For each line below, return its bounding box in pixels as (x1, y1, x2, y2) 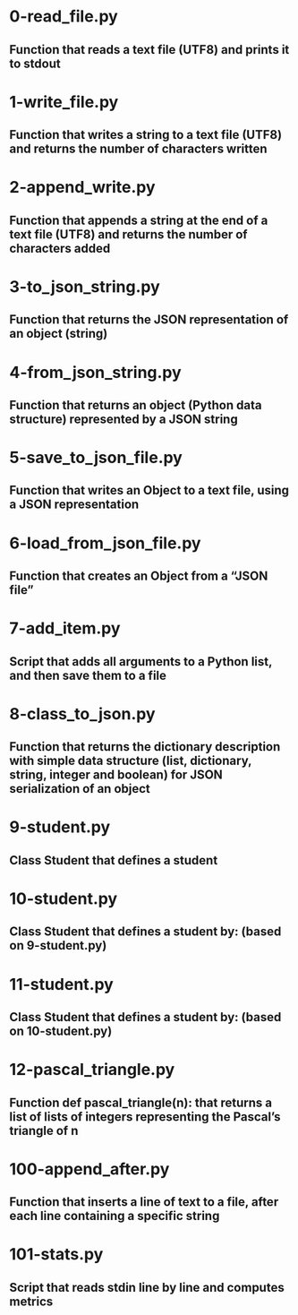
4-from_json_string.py (9, 362, 182, 382)
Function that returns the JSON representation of (9, 312, 289, 328)
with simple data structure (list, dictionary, (9, 753, 252, 769)
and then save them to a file (9, 667, 167, 683)
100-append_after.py (9, 1158, 170, 1179)
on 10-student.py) (9, 1023, 113, 1038)
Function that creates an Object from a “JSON (9, 569, 268, 584)
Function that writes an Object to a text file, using (9, 483, 289, 498)
